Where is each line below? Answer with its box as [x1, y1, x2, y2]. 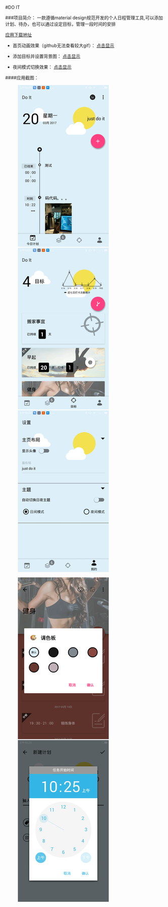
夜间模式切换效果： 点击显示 [12, 64, 72, 70]
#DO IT [5, 5, 20, 10]
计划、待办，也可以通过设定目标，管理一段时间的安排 [5, 21, 116, 27]
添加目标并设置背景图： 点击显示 [12, 53, 81, 59]
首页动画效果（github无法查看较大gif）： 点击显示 [12, 42, 115, 49]
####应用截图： [5, 75, 39, 80]
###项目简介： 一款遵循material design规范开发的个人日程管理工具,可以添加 [5, 15, 163, 21]
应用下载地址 [5, 32, 32, 37]
